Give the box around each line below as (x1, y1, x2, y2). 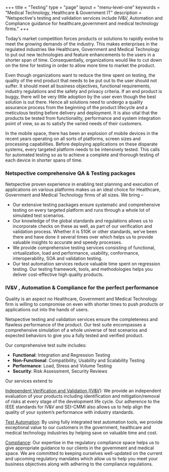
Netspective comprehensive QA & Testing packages (5, 169, 136, 176)
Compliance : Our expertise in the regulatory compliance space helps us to (5, 439, 160, 445)
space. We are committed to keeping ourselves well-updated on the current (5, 450, 162, 456)
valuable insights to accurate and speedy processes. (12, 240, 123, 246)
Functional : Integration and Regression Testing (12, 352, 110, 358)
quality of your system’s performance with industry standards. (5, 409, 135, 415)
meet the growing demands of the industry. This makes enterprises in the (5, 41, 158, 47)
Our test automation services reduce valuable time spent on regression (12, 261, 160, 267)
